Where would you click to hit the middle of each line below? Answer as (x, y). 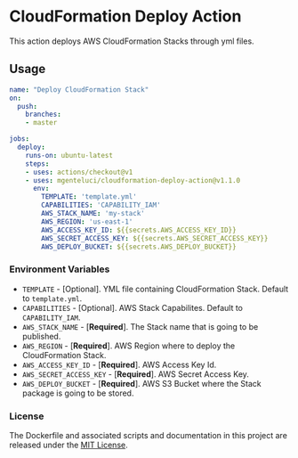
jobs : (19, 139)
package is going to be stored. (78, 393)
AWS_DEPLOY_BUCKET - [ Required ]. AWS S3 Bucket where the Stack (142, 383)
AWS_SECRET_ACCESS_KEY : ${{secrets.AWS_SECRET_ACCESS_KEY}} (155, 238)
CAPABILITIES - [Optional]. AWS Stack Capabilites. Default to (132, 307)
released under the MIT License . (68, 445)
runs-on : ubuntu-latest (69, 155)
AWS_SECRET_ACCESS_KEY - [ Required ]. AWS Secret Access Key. (135, 374)
